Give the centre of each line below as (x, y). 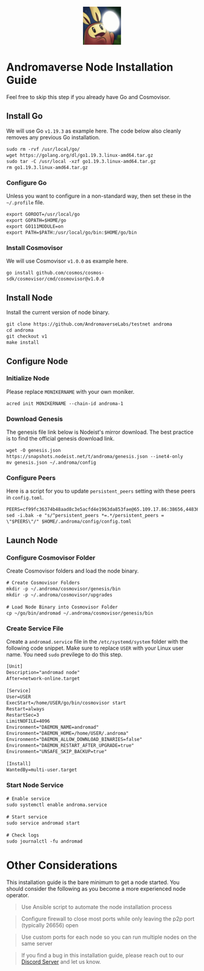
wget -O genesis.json (34, 451)
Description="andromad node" (43, 673)
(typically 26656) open (50, 925)
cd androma (20, 330)
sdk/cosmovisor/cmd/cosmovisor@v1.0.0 (55, 279)
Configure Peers (31, 478)
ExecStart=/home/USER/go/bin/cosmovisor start (66, 703)
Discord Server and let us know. (61, 961)
